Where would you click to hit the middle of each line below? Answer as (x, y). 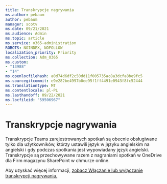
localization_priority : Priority (41, 52)
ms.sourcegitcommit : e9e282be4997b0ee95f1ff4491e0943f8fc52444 (74, 81)
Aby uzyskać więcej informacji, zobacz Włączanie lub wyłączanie (74, 170)
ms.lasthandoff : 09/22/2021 (35, 95)
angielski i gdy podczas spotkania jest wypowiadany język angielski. (77, 150)
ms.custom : (17, 62)
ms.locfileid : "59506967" (33, 100)
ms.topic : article (25, 39)
